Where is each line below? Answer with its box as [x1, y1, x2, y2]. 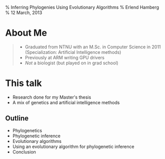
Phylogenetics [12, 127, 43, 133]
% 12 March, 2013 [5, 10, 43, 16]
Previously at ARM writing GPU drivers [25, 54, 105, 60]
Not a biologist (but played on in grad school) [25, 60, 119, 66]
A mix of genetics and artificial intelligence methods [12, 99, 120, 105]
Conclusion [12, 148, 36, 155]
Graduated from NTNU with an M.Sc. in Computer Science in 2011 [25, 44, 161, 50]
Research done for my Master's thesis [12, 94, 91, 100]
